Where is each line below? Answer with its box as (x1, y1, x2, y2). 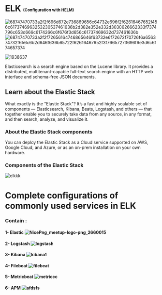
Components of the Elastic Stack (5, 162, 84, 168)
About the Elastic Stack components (5, 128, 93, 135)
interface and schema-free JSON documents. (5, 74, 96, 80)
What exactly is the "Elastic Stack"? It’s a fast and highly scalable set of (5, 100, 147, 107)
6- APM (5, 285, 21, 291)
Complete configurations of (5, 190, 118, 201)
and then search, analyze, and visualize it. (5, 116, 88, 122)
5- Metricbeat (5, 274, 34, 279)
